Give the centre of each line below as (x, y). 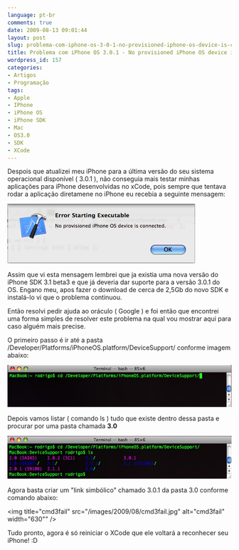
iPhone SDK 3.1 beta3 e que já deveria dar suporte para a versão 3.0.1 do (114, 282)
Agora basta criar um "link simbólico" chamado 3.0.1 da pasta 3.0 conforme (118, 490)
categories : (25, 68)
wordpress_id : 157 (34, 61)
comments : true (30, 22)
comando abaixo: (33, 497)
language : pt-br (31, 15)
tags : (15, 90)
